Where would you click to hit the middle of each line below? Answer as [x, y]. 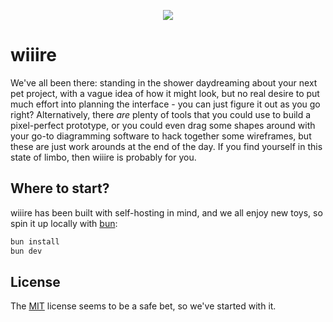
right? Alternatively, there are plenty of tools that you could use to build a [161, 114]
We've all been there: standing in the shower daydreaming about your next [164, 82]
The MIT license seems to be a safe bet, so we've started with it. [143, 306]
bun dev [26, 251]
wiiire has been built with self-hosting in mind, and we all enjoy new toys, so [166, 212]
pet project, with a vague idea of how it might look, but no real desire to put [165, 93]
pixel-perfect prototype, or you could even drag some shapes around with [163, 125]
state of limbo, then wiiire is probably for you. [103, 157]
